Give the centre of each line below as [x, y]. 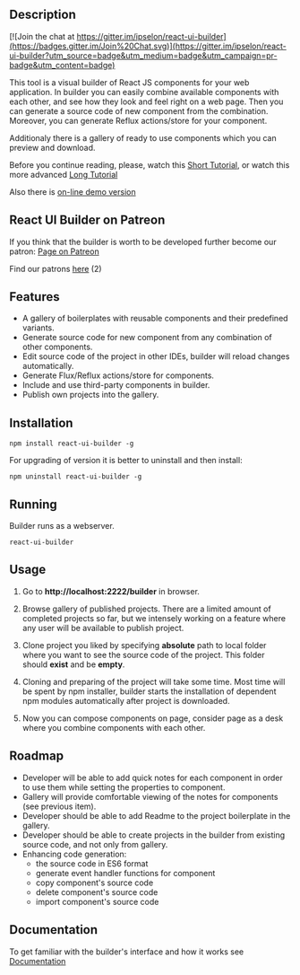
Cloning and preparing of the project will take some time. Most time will [154, 681]
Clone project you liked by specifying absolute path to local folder [144, 645]
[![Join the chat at [42, 36]
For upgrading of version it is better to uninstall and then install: [126, 461]
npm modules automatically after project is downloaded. [126, 700]
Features [34, 297]
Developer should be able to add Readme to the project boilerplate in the [156, 815]
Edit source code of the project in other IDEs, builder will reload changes [156, 356]
